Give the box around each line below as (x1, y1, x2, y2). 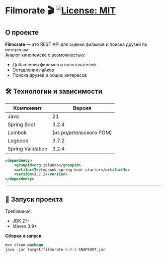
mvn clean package (5, 243, 43, 248)
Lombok (7, 129, 27, 136)
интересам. (5, 47, 30, 52)
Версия (73, 104, 92, 111)
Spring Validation (7, 145, 48, 152)
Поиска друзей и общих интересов (12, 72, 87, 78)
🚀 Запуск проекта (5, 195, 63, 203)
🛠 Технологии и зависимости (5, 87, 103, 96)
